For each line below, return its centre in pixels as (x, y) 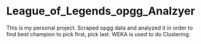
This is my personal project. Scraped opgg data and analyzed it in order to (100, 28)
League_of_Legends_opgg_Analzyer (101, 11)
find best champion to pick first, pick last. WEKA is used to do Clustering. (98, 34)
